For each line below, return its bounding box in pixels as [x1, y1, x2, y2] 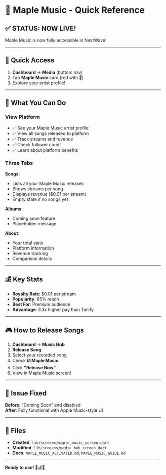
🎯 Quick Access [5, 56, 55, 65]
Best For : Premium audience [12, 301, 71, 307]
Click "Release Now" [12, 365, 56, 371]
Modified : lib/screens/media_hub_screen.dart [12, 445, 107, 451]
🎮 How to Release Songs [5, 326, 84, 334]
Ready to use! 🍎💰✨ [5, 465, 45, 471]
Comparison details [12, 256, 52, 261]
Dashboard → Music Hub [12, 342, 65, 347]
